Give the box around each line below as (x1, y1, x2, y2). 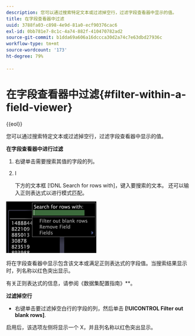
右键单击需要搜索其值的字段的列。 (14, 158, 98, 165)
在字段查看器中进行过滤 (6, 145, 63, 152)
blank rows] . (14, 311, 46, 318)
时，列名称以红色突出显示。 (6, 267, 74, 274)
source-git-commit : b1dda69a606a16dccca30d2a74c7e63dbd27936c (6, 34, 162, 41)
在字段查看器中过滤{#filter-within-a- (6, 88, 187, 101)
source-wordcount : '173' (6, 47, 67, 53)
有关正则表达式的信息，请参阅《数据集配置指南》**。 (6, 279, 136, 287)
